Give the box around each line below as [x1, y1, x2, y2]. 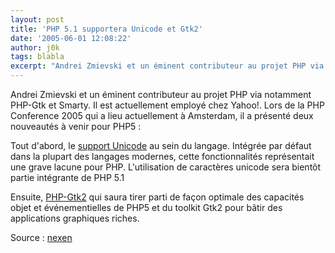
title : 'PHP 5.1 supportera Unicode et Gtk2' [10, 24, 203, 34]
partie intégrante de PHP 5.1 [10, 172, 125, 183]
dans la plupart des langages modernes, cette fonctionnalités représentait [10, 151, 315, 162]
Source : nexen [10, 232, 73, 243]
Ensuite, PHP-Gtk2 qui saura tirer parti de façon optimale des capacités [10, 191, 305, 203]
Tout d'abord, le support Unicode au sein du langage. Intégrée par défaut [10, 140, 312, 151]
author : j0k [10, 42, 60, 53]
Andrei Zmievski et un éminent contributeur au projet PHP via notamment [10, 89, 312, 100]
